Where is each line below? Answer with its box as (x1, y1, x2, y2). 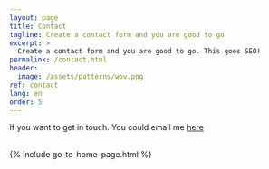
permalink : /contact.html (9, 55, 107, 64)
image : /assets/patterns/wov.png (17, 72, 144, 81)
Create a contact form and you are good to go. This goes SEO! (17, 47, 261, 56)
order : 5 (9, 97, 43, 107)
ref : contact (9, 80, 59, 89)
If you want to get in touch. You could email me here (9, 122, 204, 133)
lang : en (9, 89, 43, 98)
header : (9, 64, 39, 73)
